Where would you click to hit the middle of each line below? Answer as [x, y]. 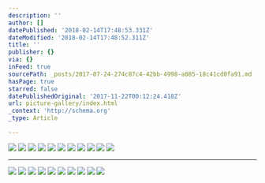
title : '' [24, 45]
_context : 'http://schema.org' [60, 111]
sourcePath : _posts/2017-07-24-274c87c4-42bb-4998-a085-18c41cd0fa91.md [130, 74]
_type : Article [33, 118]
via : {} [21, 60]
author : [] [26, 23]
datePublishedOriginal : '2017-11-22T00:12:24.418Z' [95, 96]
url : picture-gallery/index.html [63, 103]
